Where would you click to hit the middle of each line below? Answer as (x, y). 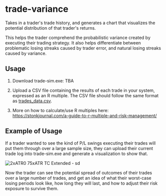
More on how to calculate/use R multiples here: (60, 110)
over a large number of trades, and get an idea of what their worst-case (78, 178)
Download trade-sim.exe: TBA (43, 80)
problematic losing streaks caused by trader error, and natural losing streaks (83, 48)
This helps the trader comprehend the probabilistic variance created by (78, 38)
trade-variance (37, 9)
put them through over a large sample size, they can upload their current (79, 148)
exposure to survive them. (32, 188)
